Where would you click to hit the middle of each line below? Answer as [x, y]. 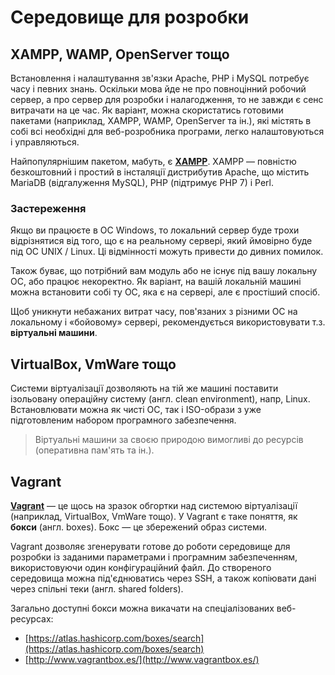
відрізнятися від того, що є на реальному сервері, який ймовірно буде [161, 241]
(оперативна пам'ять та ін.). [94, 450]
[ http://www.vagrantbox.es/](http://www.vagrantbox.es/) [142, 659]
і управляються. [45, 142]
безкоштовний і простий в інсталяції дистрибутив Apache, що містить [160, 172]
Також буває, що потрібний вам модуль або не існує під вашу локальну [164, 271]
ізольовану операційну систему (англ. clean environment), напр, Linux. [160, 399]
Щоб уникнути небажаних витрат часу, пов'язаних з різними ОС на [154, 312]
